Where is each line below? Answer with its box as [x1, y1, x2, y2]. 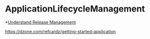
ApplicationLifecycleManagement [5, 3, 145, 14]
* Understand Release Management [5, 19, 76, 25]
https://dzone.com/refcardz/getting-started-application [5, 28, 116, 34]
